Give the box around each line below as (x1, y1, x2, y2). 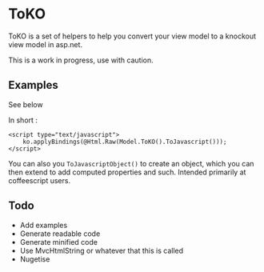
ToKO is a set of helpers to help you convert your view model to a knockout (8, 31, 257, 41)
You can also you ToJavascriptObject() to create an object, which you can (8, 158, 254, 168)
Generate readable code (19, 229, 101, 238)
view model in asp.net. (8, 39, 82, 49)
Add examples (19, 220, 68, 230)
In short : (8, 115, 38, 125)
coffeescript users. (8, 175, 70, 185)
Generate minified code (19, 237, 98, 246)
